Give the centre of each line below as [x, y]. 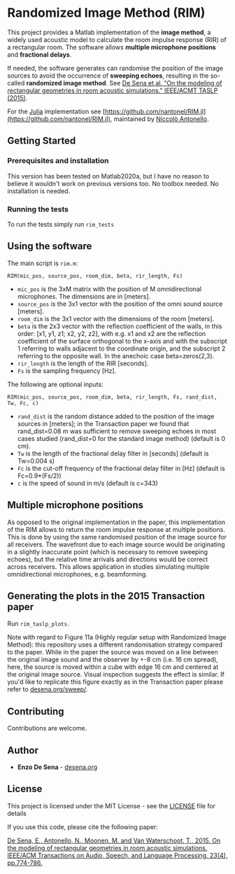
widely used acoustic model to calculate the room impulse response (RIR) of [117, 39]
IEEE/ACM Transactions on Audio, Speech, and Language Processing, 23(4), [117, 855]
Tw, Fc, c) [23, 403]
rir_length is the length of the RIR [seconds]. [83, 363]
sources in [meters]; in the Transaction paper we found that [103, 423]
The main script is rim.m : [43, 263]
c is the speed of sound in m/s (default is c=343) [88, 483]
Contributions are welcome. [47, 728]
